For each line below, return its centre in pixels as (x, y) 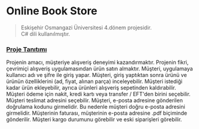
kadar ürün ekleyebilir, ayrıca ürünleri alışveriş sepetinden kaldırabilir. (91, 88)
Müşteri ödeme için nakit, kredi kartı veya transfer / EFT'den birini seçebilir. (99, 94)
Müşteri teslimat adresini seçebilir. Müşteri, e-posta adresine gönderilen (95, 100)
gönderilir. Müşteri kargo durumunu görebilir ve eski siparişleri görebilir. (94, 119)
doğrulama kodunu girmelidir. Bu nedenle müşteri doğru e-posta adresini (96, 107)
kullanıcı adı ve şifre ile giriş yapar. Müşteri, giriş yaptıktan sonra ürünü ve (97, 75)
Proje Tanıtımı (27, 49)
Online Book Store (52, 11)
